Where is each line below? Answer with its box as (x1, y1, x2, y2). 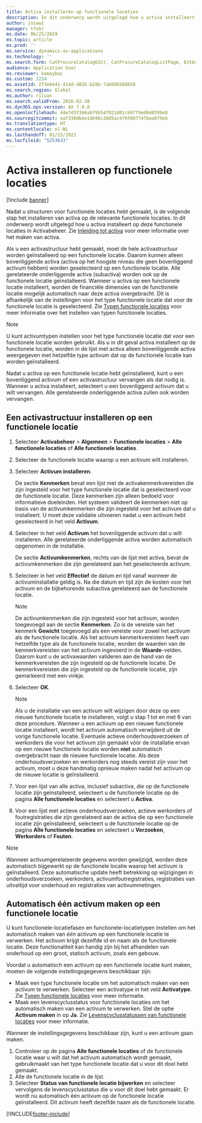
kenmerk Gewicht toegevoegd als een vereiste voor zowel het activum (14, 627, 191, 634)
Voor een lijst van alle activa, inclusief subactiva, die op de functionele (14, 782, 189, 790)
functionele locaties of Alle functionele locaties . (14, 444, 138, 451)
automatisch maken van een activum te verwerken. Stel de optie (14, 1005, 174, 1012)
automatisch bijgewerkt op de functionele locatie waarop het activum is (6, 862, 183, 870)
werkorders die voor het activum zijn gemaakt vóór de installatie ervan (14, 738, 190, 746)
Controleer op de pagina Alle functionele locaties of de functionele (14, 1048, 183, 1055)
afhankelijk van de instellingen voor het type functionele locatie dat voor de (6, 296, 193, 303)
